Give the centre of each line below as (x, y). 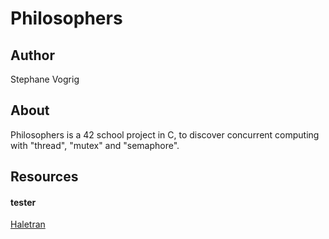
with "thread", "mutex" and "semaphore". (95, 145)
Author (32, 55)
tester (23, 202)
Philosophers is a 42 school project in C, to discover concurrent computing (165, 134)
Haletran (28, 224)
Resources (44, 177)
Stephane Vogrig (45, 79)
